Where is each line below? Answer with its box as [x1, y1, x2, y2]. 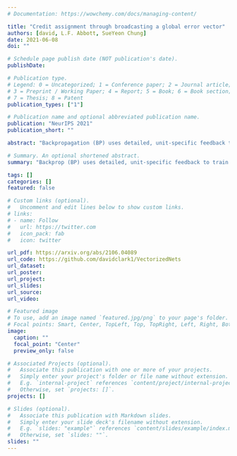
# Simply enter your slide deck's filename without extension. [7, 419, 203, 426]
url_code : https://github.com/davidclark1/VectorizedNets [7, 256, 181, 263]
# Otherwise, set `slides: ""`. [7, 431, 109, 439]
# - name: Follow [7, 216, 59, 224]
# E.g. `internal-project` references [7, 380, 128, 387]
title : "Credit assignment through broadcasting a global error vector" [7, 23, 226, 30]
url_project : [7, 276, 46, 283]
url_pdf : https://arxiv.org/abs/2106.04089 [7, 249, 138, 257]
